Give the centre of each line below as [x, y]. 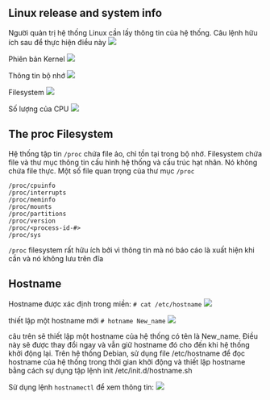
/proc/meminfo [32, 200]
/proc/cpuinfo [32, 185]
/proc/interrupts [37, 193]
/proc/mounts [30, 206]
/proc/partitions [37, 214]
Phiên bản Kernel [37, 59]
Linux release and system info [85, 13]
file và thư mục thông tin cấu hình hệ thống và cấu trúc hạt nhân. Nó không [133, 162]
